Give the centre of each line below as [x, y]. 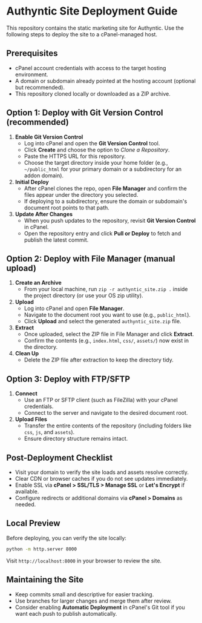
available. [27, 491]
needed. [25, 504]
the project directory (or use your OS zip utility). [83, 295]
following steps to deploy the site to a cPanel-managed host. [82, 34]
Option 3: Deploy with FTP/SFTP [68, 379]
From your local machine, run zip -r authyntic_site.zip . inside [106, 289]
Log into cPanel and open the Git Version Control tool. [92, 143]
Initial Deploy [32, 182]
